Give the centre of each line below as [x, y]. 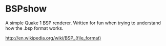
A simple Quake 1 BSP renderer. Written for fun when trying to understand [83, 23]
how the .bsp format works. [34, 28]
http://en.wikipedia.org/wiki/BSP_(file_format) [53, 38]
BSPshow [26, 9]
